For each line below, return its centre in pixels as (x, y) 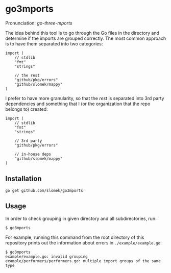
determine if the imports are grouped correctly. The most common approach (86, 38)
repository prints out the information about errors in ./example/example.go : (83, 242)
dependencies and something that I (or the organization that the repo (78, 104)
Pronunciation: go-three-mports (39, 23)
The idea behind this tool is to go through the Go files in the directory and (82, 33)
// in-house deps (33, 154)
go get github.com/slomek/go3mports (44, 190)
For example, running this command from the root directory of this (75, 237)
